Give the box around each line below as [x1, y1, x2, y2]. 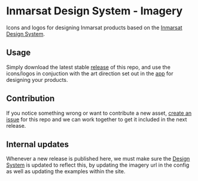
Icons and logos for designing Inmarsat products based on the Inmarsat [6, 24, 182, 31]
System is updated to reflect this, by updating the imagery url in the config [6, 161, 190, 168]
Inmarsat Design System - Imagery [6, 4, 183, 18]
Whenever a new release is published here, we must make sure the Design [6, 155, 190, 162]
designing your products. [6, 76, 68, 83]
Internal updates [6, 139, 69, 149]
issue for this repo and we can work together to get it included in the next [6, 115, 187, 123]
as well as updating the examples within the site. [6, 168, 126, 175]
